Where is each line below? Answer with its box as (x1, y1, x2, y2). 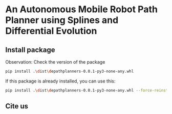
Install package (5, 45, 55, 54)
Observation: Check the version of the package (5, 59, 105, 65)
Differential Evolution (5, 25, 97, 37)
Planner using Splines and (5, 14, 119, 26)
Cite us (5, 102, 29, 110)
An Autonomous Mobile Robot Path (5, 4, 158, 15)
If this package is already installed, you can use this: (5, 78, 116, 84)
